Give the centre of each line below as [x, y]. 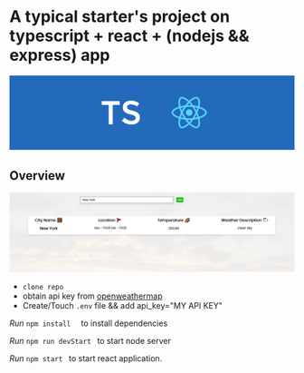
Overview [38, 176]
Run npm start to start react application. [86, 358]
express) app [60, 55]
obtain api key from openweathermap [92, 296]
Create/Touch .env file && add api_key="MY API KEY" [123, 305]
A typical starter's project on [120, 17]
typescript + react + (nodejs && [129, 36]
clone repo [43, 287]
